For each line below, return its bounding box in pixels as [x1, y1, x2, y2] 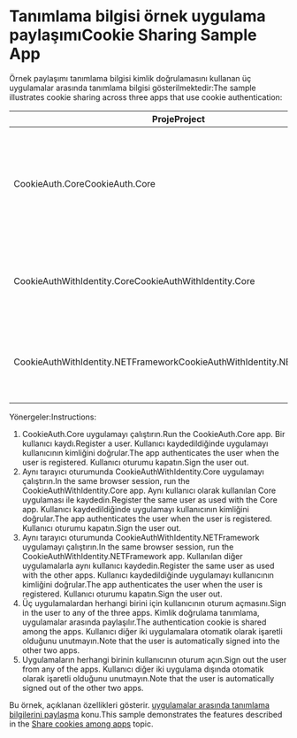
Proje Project [151, 112, 206, 125]
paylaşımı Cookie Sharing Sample [9, 25, 258, 45]
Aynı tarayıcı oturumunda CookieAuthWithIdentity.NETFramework [21, 532, 260, 542]
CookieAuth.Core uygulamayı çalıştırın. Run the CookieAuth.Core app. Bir [21, 428, 286, 439]
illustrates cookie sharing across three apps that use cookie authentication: [9, 91, 283, 103]
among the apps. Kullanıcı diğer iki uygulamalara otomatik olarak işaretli [21, 626, 283, 636]
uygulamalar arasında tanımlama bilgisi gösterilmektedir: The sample [9, 82, 256, 93]
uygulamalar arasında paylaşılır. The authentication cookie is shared [21, 617, 267, 627]
